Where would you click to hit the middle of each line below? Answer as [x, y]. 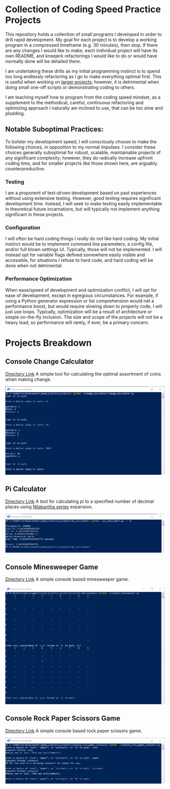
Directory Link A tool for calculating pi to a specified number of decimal [80, 501]
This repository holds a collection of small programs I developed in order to [83, 34]
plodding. [15, 113]
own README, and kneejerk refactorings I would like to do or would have [81, 56]
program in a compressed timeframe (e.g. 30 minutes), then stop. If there [81, 45]
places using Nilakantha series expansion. [49, 506]
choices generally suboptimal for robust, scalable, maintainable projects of [83, 152]
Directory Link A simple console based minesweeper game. [67, 579]
